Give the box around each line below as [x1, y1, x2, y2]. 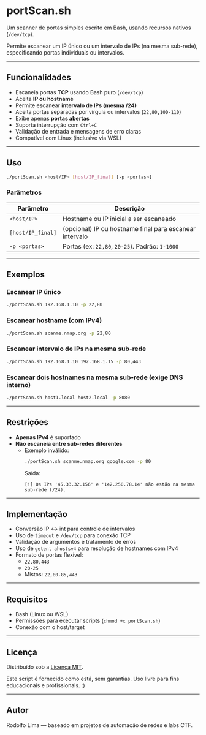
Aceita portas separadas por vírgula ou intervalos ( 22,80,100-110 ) [15, 108, 181, 115]
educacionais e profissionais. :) [6, 681, 85, 689]
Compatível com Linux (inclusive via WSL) [15, 134, 122, 141]
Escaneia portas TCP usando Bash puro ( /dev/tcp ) [15, 88, 143, 96]
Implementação [6, 509, 67, 519]
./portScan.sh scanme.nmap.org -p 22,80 [6, 330, 112, 336]
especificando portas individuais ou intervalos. [6, 48, 124, 56]
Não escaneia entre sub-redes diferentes [15, 440, 123, 447]
